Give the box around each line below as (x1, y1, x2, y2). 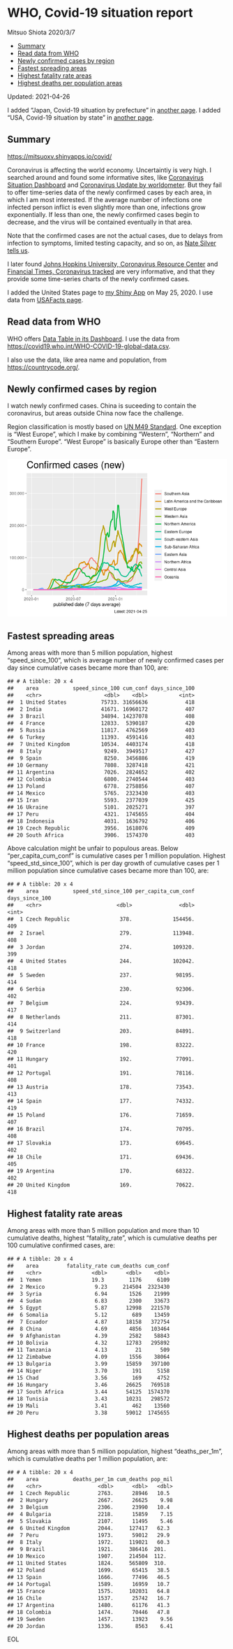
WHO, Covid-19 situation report (7, 5, 193, 21)
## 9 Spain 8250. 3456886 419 (7, 755, 195, 762)
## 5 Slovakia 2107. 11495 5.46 (7, 1517, 173, 1524)
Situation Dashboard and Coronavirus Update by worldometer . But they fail (7, 181, 222, 189)
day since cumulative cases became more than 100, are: (7, 663, 169, 672)
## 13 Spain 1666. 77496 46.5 (7, 1573, 170, 1580)
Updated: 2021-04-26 (7, 92, 70, 101)
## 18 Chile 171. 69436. (7, 1154, 195, 1161)
